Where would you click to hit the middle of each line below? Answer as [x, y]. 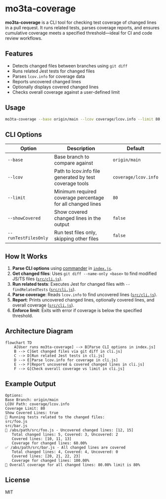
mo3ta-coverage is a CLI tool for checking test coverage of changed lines [81, 22]
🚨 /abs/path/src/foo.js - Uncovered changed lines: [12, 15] [69, 430]
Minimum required [75, 191]
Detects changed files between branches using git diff [70, 65]
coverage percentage [79, 198]
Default [136, 148]
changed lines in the [78, 218]
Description [81, 148]
